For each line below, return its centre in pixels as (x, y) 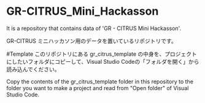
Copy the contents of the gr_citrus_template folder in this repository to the (100, 82)
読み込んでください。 (33, 69)
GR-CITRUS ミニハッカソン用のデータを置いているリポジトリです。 (91, 40)
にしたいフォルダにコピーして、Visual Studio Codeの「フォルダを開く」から (103, 61)
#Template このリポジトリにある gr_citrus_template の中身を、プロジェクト (102, 54)
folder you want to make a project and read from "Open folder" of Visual (98, 88)
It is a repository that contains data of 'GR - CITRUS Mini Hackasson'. (94, 28)
